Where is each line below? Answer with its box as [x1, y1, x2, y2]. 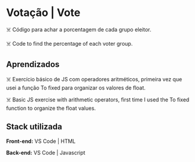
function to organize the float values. [6, 104, 96, 112]
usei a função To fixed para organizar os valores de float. [6, 84, 146, 91]
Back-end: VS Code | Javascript [6, 149, 86, 156]
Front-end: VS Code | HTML [6, 137, 76, 145]
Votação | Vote [6, 6, 81, 20]
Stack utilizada [6, 122, 62, 132]
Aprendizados [6, 59, 60, 69]
